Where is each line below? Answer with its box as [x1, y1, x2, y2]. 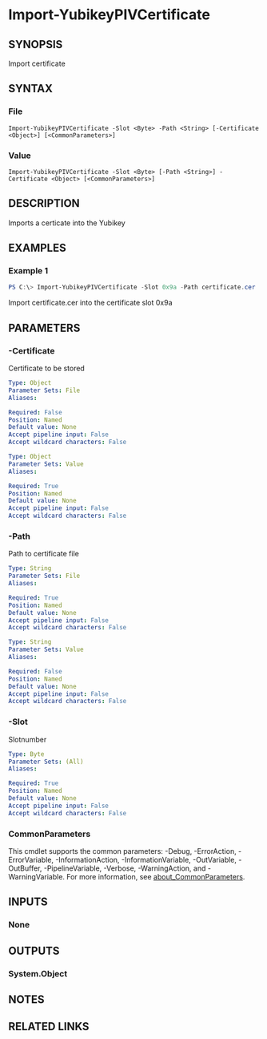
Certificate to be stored [8, 363, 86, 374]
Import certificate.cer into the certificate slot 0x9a [8, 298, 173, 308]
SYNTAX [8, 82, 54, 95]
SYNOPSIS [8, 38, 63, 51]
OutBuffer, [8, 863, 42, 873]
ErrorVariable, [8, 855, 54, 864]
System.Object [8, 968, 68, 979]
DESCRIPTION [8, 196, 80, 210]
